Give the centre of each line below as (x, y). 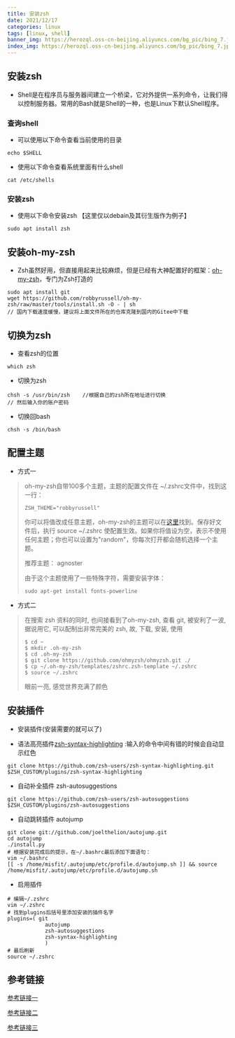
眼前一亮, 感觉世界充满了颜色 (66, 686)
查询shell (23, 123)
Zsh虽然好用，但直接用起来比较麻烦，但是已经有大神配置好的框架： (115, 270)
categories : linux (34, 27)
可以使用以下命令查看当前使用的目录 (70, 140)
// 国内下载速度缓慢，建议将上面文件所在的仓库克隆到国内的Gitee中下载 (98, 312)
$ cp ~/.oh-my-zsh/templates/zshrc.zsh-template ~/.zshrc (111, 666)
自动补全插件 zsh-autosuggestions (67, 786)
